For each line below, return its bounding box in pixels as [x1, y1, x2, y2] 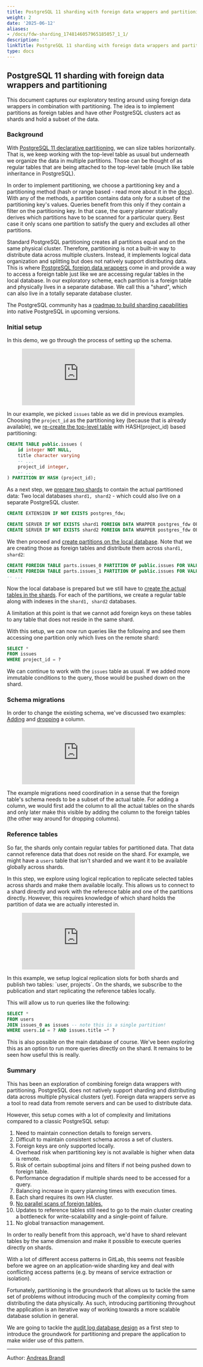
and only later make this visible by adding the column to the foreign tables [7, 808, 190, 816]
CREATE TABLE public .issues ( [7, 441, 83, 447]
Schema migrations [7, 696, 66, 704]
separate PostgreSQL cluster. [7, 499, 80, 506]
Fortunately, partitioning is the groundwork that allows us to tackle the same [7, 1286, 195, 1294]
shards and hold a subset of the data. [7, 115, 100, 123]
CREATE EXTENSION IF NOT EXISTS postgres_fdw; [7, 510, 126, 517]
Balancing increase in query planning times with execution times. [15, 1187, 177, 1194]
